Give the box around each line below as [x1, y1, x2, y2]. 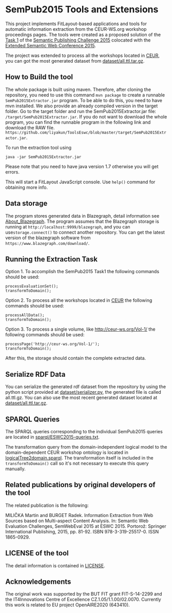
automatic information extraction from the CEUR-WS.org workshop [5, 26, 147, 32]
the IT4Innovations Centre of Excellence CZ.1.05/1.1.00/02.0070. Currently [5, 597, 161, 603]
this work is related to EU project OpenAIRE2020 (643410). [5, 602, 130, 608]
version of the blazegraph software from [5, 235, 91, 241]
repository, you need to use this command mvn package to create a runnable [5, 91, 165, 98]
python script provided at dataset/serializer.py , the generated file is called [5, 389, 162, 395]
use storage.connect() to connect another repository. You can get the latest [5, 229, 165, 235]
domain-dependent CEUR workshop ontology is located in [5, 449, 128, 455]
